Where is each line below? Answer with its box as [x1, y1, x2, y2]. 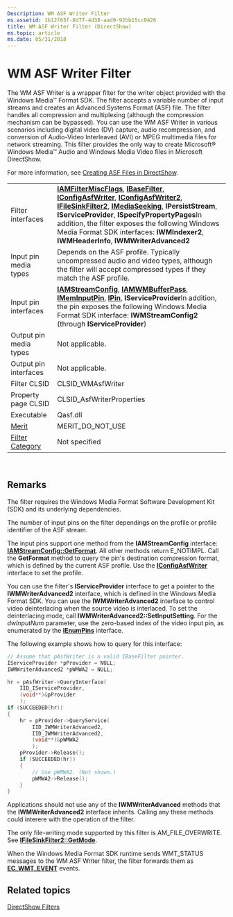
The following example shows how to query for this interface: [7, 639, 182, 648]
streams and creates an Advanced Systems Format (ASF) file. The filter [7, 103, 211, 112]
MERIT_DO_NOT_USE [57, 421, 126, 431]
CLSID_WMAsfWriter [57, 379, 125, 389]
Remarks [7, 479, 47, 491]
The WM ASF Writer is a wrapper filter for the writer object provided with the [7, 89, 226, 97]
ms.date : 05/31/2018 [7, 36, 67, 43]
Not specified [57, 437, 101, 447]
